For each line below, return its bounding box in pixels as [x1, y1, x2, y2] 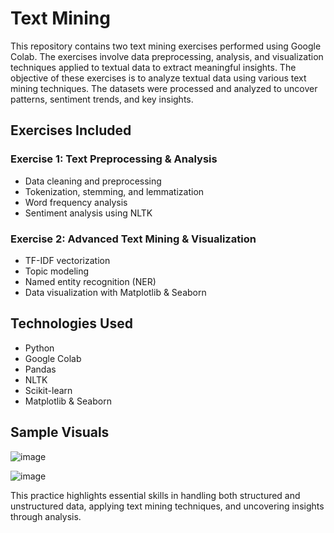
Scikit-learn [24, 384, 73, 396]
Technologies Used [10, 315, 133, 332]
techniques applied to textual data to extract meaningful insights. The [10, 61, 297, 73]
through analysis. [10, 510, 82, 522]
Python [24, 342, 55, 354]
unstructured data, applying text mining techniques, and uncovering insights [10, 500, 325, 512]
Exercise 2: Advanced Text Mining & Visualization [10, 232, 257, 246]
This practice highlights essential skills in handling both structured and [10, 489, 301, 501]
